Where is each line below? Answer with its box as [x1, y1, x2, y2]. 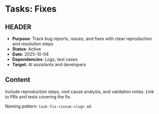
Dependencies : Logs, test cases [12, 57, 78, 62]
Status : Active [12, 46, 41, 52]
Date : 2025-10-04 [12, 51, 49, 57]
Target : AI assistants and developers [12, 62, 86, 67]
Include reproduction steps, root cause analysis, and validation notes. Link [5, 89, 155, 95]
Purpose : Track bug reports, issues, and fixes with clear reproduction [12, 36, 152, 41]
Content [5, 76, 31, 84]
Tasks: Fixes [5, 3, 57, 15]
